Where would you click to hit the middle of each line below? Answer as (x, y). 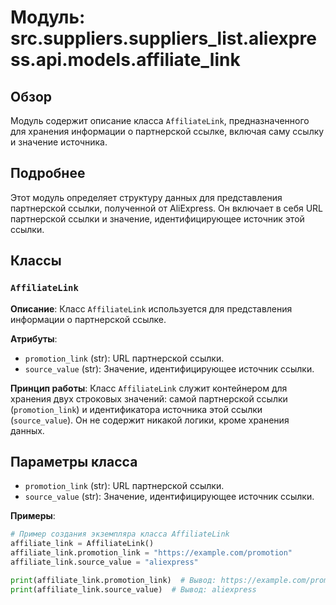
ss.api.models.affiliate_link (125, 60)
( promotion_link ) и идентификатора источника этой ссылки (136, 409)
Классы (36, 261)
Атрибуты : (34, 338)
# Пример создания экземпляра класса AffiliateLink (120, 534)
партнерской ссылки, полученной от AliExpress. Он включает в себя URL (167, 208)
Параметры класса (74, 461)
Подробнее (48, 173)
